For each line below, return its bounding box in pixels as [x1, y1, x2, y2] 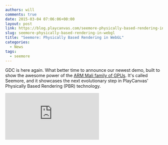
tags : [5, 49, 16, 54]
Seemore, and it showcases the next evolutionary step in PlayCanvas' [5, 78, 148, 84]
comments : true [5, 12, 37, 17]
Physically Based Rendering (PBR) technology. [5, 83, 101, 89]
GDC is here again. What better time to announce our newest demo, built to [5, 67, 160, 73]
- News [9, 44, 23, 49]
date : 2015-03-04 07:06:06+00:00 [5, 16, 75, 21]
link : [5, 26, 16, 31]
